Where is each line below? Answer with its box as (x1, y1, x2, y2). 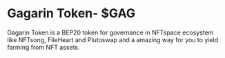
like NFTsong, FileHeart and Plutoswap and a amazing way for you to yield (7, 35, 219, 43)
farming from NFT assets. (7, 43, 81, 51)
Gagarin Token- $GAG (7, 6, 136, 21)
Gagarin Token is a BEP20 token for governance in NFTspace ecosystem (7, 28, 214, 37)
